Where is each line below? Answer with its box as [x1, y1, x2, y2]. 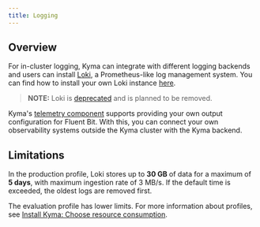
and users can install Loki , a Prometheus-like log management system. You [8, 70, 253, 80]
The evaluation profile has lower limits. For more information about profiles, [8, 202, 253, 211]
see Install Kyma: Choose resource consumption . [8, 210, 168, 219]
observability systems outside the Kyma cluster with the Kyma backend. [8, 125, 243, 135]
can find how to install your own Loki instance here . [8, 78, 176, 87]
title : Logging [8, 11, 58, 20]
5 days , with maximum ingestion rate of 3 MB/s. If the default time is [8, 178, 231, 188]
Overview [8, 41, 58, 54]
